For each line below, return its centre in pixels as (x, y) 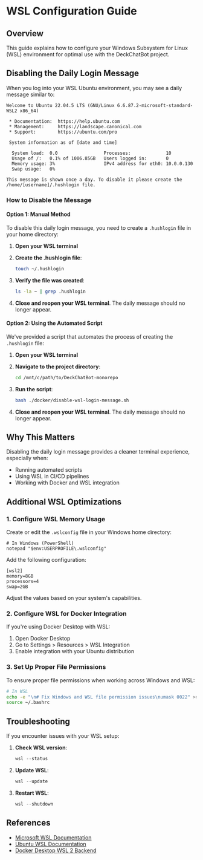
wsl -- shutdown (34, 804)
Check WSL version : (41, 748)
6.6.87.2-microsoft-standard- (155, 105)
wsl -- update (31, 781)
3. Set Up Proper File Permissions (56, 667)
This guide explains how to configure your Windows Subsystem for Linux (97, 48)
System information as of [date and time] (63, 142)
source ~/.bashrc (28, 703)
